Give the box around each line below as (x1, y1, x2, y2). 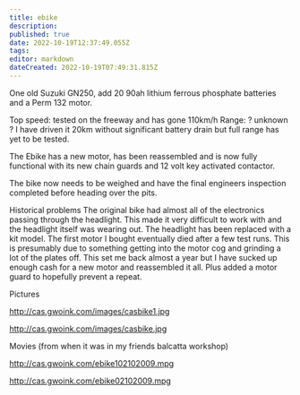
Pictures (9, 288, 40, 299)
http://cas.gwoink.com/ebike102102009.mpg (9, 357, 175, 368)
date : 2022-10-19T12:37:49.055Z (9, 38, 130, 47)
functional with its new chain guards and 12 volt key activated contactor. (9, 160, 276, 171)
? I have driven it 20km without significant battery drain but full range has (9, 124, 279, 134)
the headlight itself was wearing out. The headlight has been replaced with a (9, 223, 292, 234)
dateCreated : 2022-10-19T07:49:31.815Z (9, 64, 159, 73)
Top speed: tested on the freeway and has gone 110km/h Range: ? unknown (9, 114, 288, 125)
